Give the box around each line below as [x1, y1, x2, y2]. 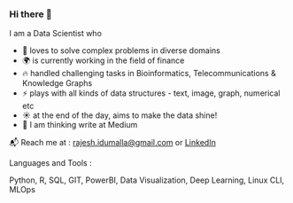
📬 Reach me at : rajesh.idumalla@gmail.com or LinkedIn [9, 137, 217, 148]
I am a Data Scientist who [9, 28, 102, 39]
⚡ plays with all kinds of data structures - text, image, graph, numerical [21, 88, 281, 98]
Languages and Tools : [9, 158, 92, 168]
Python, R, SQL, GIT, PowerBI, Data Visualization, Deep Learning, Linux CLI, [9, 175, 285, 185]
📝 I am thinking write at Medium [21, 120, 138, 130]
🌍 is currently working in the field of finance [21, 55, 185, 66]
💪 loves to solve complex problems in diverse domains [21, 45, 221, 56]
